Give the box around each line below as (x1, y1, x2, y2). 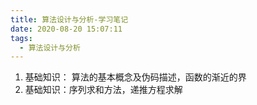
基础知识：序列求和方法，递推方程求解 (24, 84, 183, 96)
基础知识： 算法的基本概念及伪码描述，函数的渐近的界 (24, 71, 247, 83)
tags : (10, 33, 33, 43)
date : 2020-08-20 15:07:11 (10, 24, 123, 34)
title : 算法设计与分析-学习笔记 (10, 14, 129, 25)
